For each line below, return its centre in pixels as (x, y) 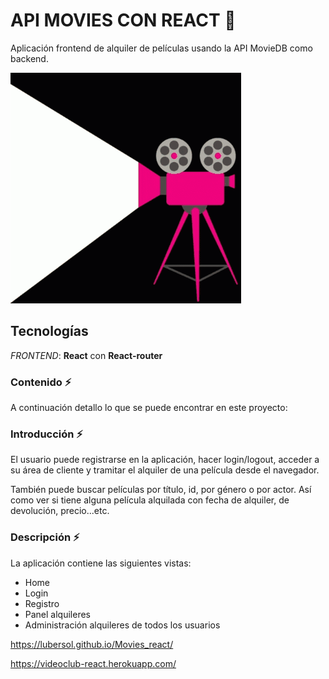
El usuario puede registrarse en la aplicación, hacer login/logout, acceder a (165, 460)
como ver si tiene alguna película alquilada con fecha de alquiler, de (150, 500)
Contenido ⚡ (41, 382)
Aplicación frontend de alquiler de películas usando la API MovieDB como (161, 48)
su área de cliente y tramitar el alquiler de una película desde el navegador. (165, 470)
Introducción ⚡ (46, 434)
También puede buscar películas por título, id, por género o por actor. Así (161, 490)
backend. (29, 58)
